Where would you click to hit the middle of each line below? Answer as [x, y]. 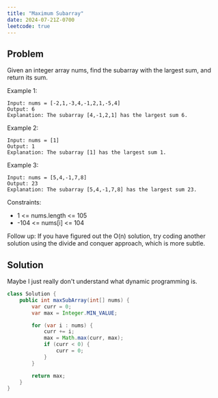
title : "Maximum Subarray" [45, 13]
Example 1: [22, 91]
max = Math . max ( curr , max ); [84, 338]
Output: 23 [23, 184]
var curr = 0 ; [52, 306]
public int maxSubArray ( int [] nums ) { [74, 300]
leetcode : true [29, 26]
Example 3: [23, 165]
